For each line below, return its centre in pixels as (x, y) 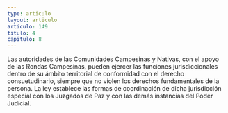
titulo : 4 (22, 33)
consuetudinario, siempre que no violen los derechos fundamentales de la (113, 81)
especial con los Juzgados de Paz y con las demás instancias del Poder (110, 96)
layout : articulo (32, 20)
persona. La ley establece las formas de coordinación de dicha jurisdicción (114, 89)
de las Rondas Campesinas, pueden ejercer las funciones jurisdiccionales (113, 67)
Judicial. (19, 103)
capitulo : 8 (24, 40)
